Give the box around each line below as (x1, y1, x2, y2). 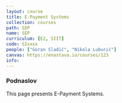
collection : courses (6, 19, 57, 25)
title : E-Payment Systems (6, 14, 69, 20)
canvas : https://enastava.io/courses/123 (6, 52, 109, 58)
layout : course (6, 8, 43, 15)
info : (6, 57, 19, 63)
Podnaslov (6, 77, 37, 85)
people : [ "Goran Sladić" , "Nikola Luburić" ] (6, 47, 117, 53)
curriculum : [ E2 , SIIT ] (6, 36, 65, 42)
